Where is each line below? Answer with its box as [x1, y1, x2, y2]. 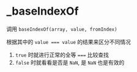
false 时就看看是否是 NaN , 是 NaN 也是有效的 [15, 59, 125, 66]
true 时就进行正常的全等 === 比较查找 [15, 51, 109, 59]
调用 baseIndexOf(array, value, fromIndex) [6, 25, 117, 32]
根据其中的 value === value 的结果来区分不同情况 [6, 38, 131, 45]
